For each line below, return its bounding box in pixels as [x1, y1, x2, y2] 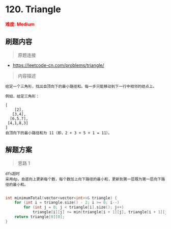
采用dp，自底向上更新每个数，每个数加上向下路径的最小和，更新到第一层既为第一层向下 [5, 176, 161, 182]
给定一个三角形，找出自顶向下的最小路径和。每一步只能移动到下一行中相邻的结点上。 [5, 84, 157, 89]
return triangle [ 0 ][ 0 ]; [14, 214, 65, 220]
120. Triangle [5, 4, 61, 15]
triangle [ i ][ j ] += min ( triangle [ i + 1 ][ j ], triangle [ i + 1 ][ [32, 210, 165, 215]
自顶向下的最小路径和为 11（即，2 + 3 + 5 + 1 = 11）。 [5, 130, 112, 136]
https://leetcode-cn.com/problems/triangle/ [12, 62, 104, 68]
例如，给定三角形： [5, 93, 40, 99]
